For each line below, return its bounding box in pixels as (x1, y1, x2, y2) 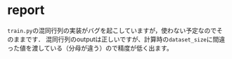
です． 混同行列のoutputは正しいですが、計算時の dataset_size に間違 (25, 34, 226, 44)
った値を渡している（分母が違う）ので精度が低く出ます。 (7, 44, 174, 52)
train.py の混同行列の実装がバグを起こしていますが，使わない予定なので (7, 26, 217, 34)
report (7, 2, 45, 18)
